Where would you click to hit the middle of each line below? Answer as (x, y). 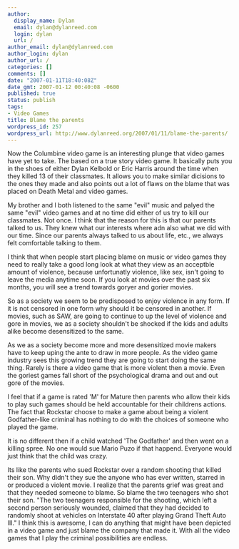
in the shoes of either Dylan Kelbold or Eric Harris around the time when (113, 169)
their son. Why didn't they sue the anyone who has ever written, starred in (116, 478)
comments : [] (27, 73)
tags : (15, 107)
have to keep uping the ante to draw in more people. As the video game (112, 353)
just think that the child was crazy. (58, 456)
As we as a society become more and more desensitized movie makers (112, 345)
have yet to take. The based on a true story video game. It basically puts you (120, 161)
